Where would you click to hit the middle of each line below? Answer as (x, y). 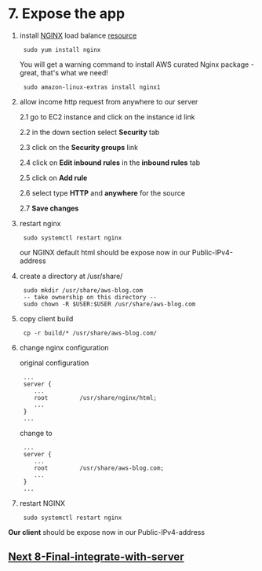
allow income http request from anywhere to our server (109, 101)
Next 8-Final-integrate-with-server (96, 557)
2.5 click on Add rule (53, 178)
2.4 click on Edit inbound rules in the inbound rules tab (110, 163)
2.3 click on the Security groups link (79, 147)
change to (36, 433)
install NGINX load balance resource (78, 35)
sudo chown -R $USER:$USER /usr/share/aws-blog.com (109, 304)
